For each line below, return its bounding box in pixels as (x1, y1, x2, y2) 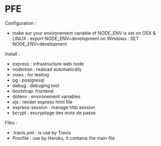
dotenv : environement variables (12, 93, 80, 99)
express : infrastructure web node (12, 60, 84, 67)
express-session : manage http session (12, 104, 95, 110)
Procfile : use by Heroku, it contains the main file (12, 135, 115, 141)
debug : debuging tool (12, 82, 59, 89)
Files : (5, 119, 17, 126)
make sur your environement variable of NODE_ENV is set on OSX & (12, 30, 156, 36)
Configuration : (5, 20, 37, 26)
